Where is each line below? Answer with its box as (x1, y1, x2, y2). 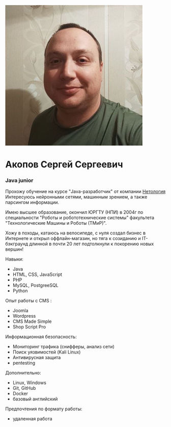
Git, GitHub (12, 385, 36, 391)
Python (12, 288, 28, 294)
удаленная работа (12, 416, 52, 422)
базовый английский (12, 396, 58, 402)
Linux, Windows (12, 379, 47, 386)
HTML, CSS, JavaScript (12, 271, 63, 278)
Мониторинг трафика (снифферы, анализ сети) (12, 344, 115, 350)
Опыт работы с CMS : (5, 298, 52, 304)
